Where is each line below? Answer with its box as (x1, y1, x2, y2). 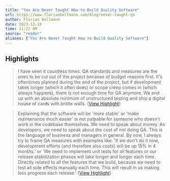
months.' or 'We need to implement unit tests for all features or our (17, 148, 157, 154)
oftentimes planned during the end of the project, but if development (17, 79, 161, 85)
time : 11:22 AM (5, 26, 38, 32)
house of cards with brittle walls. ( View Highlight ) (17, 100, 121, 107)
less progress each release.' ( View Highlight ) (17, 170, 112, 176)
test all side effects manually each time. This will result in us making (17, 164, 160, 170)
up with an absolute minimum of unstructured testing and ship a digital (17, 95, 165, 101)
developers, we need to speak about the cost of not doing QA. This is (17, 127, 163, 133)
